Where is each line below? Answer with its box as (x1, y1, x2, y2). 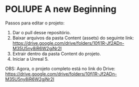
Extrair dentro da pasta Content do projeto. (12, 51, 101, 57)
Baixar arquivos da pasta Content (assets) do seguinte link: (12, 35, 134, 41)
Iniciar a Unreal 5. (12, 56, 49, 62)
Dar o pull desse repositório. (12, 29, 71, 35)
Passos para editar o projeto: (5, 20, 65, 26)
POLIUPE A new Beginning (5, 3, 116, 15)
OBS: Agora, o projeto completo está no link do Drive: (5, 66, 115, 72)
